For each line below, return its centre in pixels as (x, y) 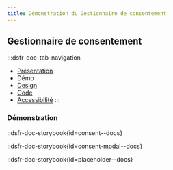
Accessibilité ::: (38, 100)
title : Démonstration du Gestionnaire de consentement (87, 13)
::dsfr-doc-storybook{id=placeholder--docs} (70, 159)
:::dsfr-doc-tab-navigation (44, 58)
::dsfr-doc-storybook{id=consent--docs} (65, 133)
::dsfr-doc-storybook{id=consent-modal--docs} (75, 146)
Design (27, 86)
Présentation (35, 71)
